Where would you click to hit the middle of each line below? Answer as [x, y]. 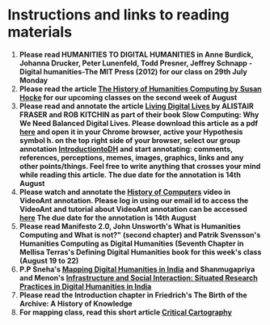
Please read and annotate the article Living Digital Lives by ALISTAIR [136, 106]
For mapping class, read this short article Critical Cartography [125, 312]
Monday [34, 80]
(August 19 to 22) [49, 260]
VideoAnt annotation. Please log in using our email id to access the [134, 200]
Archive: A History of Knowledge [76, 303]
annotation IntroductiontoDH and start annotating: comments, [126, 149]
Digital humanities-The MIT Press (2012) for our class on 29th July [133, 71]
